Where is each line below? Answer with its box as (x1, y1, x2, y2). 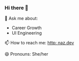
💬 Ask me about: (4, 16, 38, 21)
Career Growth (11, 25, 42, 31)
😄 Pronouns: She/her (4, 51, 49, 57)
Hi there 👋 (4, 4, 29, 11)
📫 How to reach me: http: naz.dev (4, 40, 74, 46)
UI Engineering (11, 30, 42, 36)
